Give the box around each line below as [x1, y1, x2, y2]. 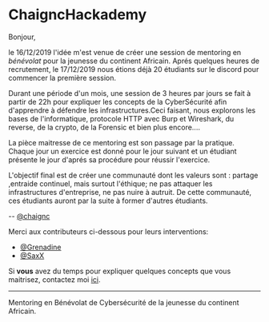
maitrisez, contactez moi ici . [8, 274, 101, 284]
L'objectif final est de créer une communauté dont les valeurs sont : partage [8, 170, 259, 180]
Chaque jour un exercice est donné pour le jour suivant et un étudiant [8, 146, 238, 156]
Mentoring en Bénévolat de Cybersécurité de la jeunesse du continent [8, 297, 239, 307]
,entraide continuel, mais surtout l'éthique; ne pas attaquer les [8, 178, 213, 189]
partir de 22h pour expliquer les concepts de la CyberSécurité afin [8, 97, 227, 106]
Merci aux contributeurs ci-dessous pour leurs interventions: [8, 226, 209, 237]
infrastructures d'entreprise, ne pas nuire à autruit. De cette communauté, [8, 187, 252, 197]
